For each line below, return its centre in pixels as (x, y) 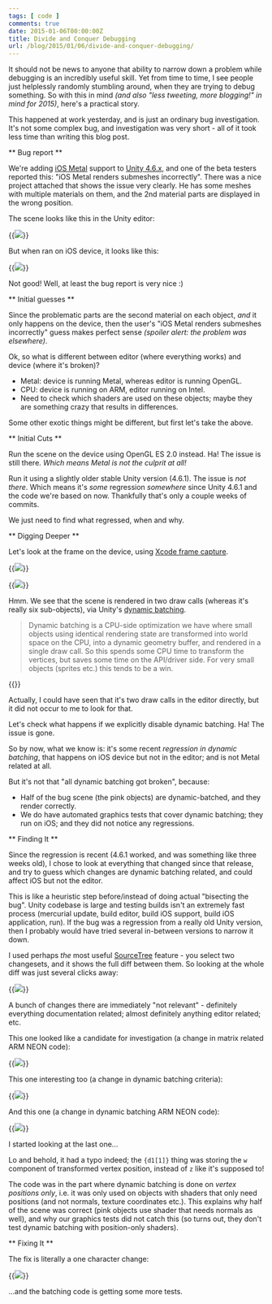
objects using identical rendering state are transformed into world (138, 634)
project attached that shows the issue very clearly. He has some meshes (130, 186)
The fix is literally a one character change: (79, 1259)
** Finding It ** (33, 839)
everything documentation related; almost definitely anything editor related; (135, 1014)
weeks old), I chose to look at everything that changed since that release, (131, 864)
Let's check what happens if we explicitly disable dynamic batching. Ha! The (137, 725)
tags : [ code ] (34, 16)
